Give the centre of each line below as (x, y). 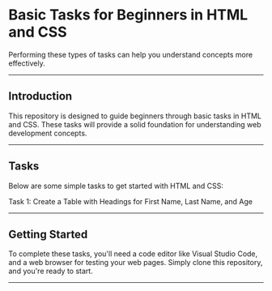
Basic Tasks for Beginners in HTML (128, 15)
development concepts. (48, 133)
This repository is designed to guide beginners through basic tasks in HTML (135, 116)
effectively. (27, 63)
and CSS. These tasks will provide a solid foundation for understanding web (135, 124)
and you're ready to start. (51, 271)
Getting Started (48, 234)
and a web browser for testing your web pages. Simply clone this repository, (136, 263)
